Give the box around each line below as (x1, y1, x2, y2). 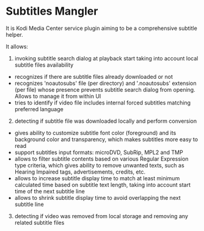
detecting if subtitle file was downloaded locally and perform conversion (14, 117, 197, 125)
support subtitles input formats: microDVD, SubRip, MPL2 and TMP (14, 148, 184, 156)
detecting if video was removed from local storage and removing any (14, 212, 189, 219)
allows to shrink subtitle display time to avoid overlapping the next (14, 194, 181, 201)
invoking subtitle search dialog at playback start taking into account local (14, 54, 199, 62)
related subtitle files (14, 219, 65, 226)
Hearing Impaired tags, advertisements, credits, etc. (14, 168, 146, 175)
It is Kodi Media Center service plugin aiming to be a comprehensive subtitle (5, 24, 198, 32)
